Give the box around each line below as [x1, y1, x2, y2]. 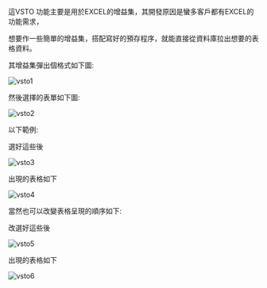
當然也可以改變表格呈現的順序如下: [8, 206, 122, 216]
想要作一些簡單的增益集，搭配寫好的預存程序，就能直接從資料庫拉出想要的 [8, 34, 252, 43]
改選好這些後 [8, 223, 50, 232]
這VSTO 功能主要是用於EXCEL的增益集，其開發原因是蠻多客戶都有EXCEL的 [8, 7, 254, 16]
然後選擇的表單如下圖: [8, 93, 81, 102]
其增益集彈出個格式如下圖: [8, 60, 95, 70]
